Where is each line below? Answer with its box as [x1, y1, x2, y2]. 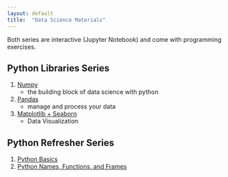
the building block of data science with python [27, 88, 159, 96]
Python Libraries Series [7, 62, 110, 74]
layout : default [7, 10, 54, 17]
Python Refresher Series [7, 137, 115, 148]
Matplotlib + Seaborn [16, 110, 78, 118]
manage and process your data [27, 102, 116, 110]
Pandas [16, 95, 39, 104]
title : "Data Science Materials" [7, 16, 106, 23]
